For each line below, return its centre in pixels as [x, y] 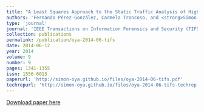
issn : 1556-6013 [27, 74]
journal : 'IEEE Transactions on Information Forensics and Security [95, 29]
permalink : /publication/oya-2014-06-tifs [61, 40]
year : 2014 [20, 51]
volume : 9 [19, 57]
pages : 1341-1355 [28, 68]
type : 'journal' [27, 23]
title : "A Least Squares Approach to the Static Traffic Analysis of [96, 12]
